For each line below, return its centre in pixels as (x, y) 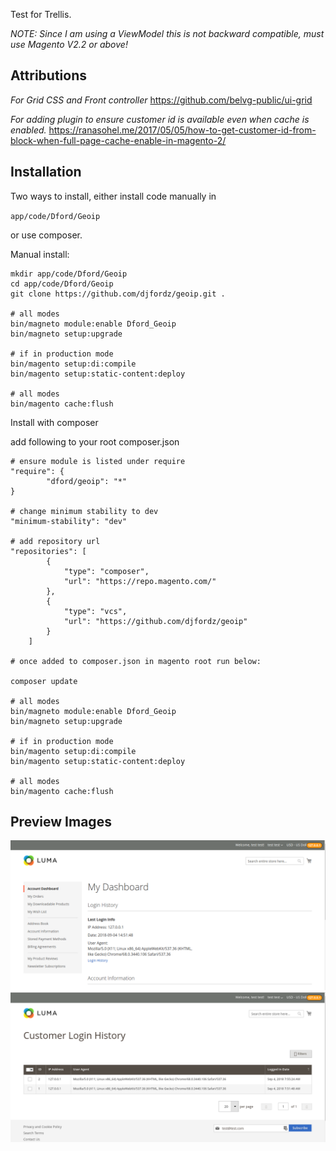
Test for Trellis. (41, 14)
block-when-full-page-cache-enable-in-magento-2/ (118, 140)
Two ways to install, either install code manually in (113, 196)
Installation (46, 172)
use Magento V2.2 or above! (69, 44)
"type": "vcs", (95, 611)
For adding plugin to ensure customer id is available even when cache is (160, 119)
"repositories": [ (48, 551)
